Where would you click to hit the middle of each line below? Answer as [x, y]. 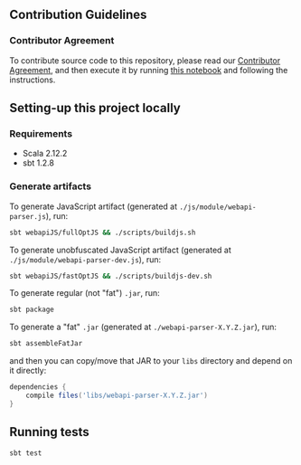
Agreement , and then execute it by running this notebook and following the [149, 70]
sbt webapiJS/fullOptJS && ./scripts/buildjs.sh [103, 232]
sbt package [32, 310]
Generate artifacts [51, 186]
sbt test [26, 453]
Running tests [50, 432]
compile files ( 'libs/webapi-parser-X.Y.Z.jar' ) [117, 396]
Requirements [41, 133]
